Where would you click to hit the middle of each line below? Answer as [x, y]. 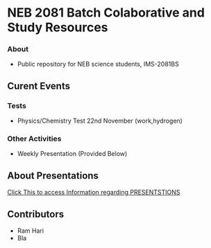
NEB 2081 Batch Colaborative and [106, 13]
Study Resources [58, 27]
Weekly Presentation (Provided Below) [72, 154]
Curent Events [39, 86]
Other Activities [34, 139]
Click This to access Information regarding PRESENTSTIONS [94, 193]
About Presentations [53, 176]
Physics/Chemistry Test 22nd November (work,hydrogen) [100, 121]
